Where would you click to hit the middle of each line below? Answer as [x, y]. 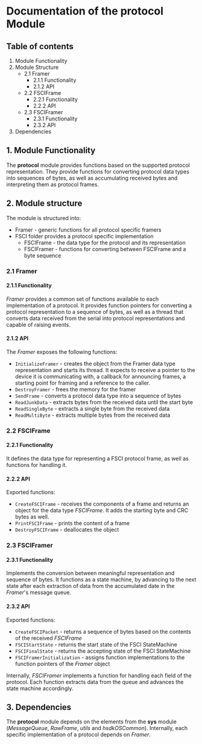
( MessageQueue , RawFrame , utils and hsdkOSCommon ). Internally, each [97, 728]
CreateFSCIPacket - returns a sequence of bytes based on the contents [103, 631]
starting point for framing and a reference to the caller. [83, 383]
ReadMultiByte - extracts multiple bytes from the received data [93, 415]
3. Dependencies [39, 707]
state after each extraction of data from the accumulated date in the [90, 586]
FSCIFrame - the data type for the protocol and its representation [105, 243]
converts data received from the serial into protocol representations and [96, 318]
